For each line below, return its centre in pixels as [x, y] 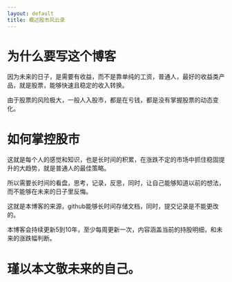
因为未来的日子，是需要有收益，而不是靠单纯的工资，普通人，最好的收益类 [113, 77]
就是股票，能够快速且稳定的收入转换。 [74, 85]
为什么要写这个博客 [62, 56]
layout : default [30, 13]
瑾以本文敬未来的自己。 [74, 269]
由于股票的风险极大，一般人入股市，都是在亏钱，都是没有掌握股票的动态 [110, 100]
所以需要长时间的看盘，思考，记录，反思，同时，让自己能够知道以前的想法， [116, 183]
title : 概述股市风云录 [36, 20]
